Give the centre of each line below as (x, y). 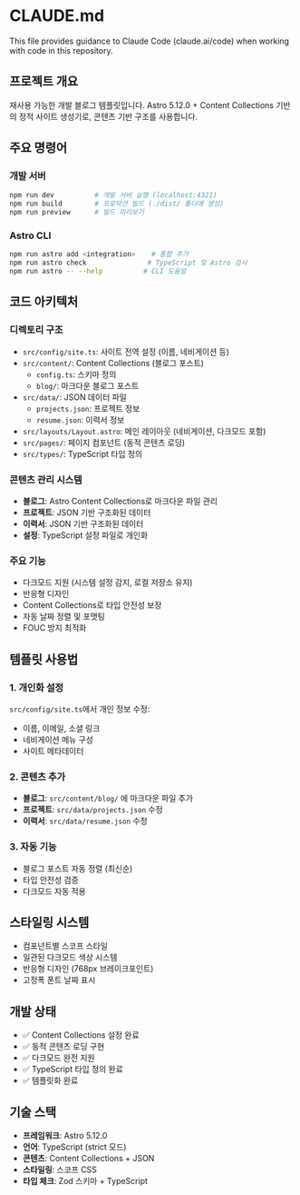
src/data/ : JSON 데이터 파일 (74, 397)
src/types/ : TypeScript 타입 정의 (82, 453)
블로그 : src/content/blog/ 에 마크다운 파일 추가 (107, 798)
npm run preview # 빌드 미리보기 (77, 213)
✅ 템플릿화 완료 (50, 1080)
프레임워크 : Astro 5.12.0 (65, 1135)
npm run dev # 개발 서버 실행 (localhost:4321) (113, 195)
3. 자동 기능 (33, 847)
